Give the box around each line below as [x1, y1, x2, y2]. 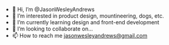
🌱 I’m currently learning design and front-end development [12, 19, 160, 26]
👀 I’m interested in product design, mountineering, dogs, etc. [12, 12, 164, 19]
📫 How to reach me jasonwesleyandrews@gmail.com [12, 32, 148, 39]
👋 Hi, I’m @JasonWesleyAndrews [12, 6, 95, 13]
